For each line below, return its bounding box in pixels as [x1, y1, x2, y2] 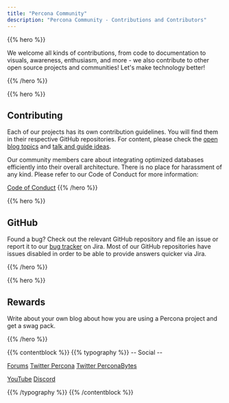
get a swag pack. [7, 321, 56, 330]
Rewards [7, 296, 46, 308]
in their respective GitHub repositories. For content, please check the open [7, 135, 218, 143]
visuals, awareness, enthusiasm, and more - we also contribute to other [7, 56, 209, 64]
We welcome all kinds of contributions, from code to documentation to [7, 49, 206, 57]
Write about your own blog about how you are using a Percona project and [7, 314, 218, 323]
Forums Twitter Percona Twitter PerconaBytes [7, 361, 137, 369]
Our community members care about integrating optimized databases [7, 156, 204, 164]
